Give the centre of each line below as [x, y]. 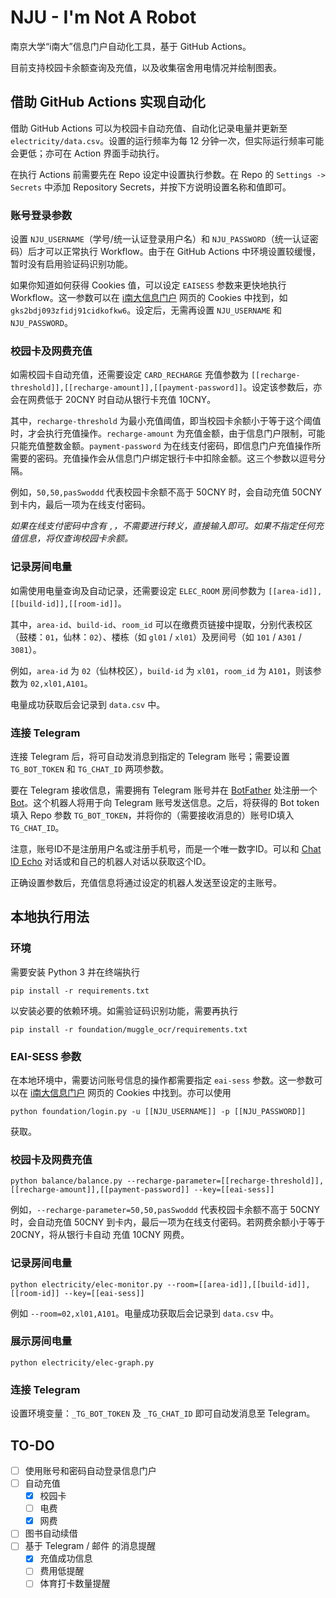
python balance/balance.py [66, 1181]
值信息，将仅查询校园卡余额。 [71, 538]
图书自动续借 [51, 1533]
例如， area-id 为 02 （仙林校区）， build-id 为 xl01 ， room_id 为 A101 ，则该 [161, 670]
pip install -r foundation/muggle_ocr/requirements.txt [129, 1029]
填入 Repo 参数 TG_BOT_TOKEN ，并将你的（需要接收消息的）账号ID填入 [152, 815]
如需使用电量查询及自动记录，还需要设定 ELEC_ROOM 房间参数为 [138, 590]
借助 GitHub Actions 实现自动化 [108, 102]
